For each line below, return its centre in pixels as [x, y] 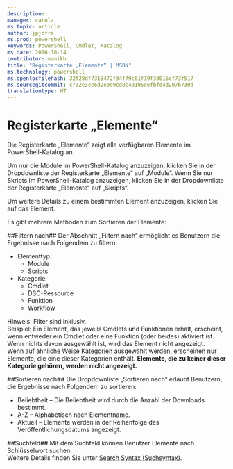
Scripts [38, 271]
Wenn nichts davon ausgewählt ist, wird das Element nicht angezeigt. [106, 344]
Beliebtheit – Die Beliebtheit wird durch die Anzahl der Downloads [111, 400]
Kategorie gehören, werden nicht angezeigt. [72, 366]
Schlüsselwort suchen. [40, 451]
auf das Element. [31, 208]
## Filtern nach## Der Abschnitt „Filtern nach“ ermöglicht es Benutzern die [114, 236]
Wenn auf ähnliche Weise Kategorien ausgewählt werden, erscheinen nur [112, 351]
